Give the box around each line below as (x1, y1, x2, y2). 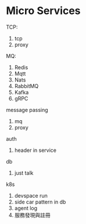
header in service (14, 147, 57, 154)
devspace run (14, 192, 48, 199)
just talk (14, 169, 34, 177)
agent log (14, 204, 38, 212)
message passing (6, 106, 48, 113)
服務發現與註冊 (14, 211, 51, 218)
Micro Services (6, 4, 81, 18)
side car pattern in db (14, 198, 66, 205)
